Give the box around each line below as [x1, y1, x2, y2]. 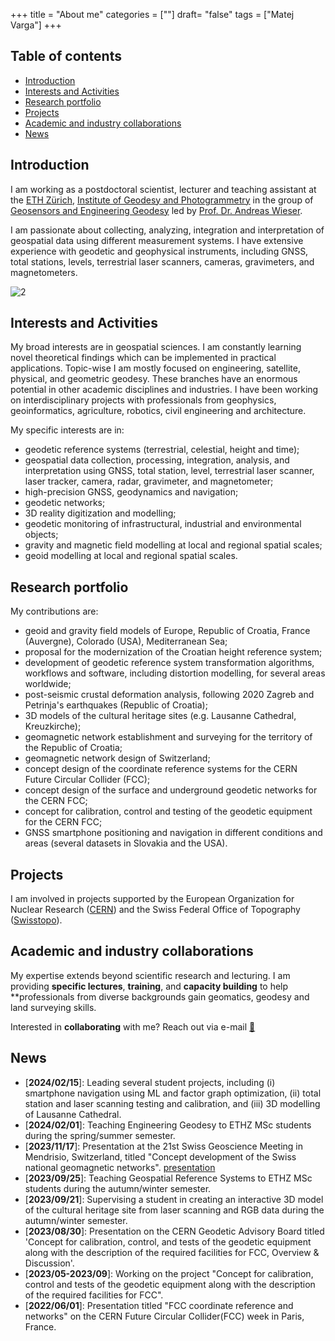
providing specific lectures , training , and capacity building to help [10, 980, 289, 992]
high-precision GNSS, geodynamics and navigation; [24, 486, 239, 498]
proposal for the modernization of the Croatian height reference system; [24, 646, 323, 658]
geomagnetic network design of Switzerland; [24, 752, 211, 764]
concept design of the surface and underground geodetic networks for [24, 784, 318, 796]
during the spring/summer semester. [24, 1129, 176, 1141]
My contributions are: [10, 605, 99, 618]
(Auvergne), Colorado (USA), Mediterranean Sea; [24, 635, 228, 648]
